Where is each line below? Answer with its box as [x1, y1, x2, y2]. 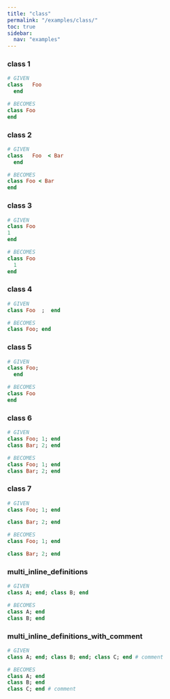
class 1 [7, 59, 31, 69]
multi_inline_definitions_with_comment [7, 631, 143, 641]
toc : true [7, 23, 36, 30]
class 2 [7, 130, 33, 139]
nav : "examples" [13, 36, 61, 43]
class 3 [7, 201, 33, 210]
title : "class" [7, 10, 52, 17]
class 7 [7, 484, 32, 493]
